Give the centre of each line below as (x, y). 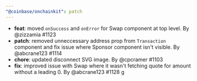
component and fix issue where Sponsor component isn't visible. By (97, 47)
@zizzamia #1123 (35, 34)
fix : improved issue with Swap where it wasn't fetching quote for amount (102, 66)
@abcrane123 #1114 (38, 53)
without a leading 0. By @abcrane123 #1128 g (69, 72)
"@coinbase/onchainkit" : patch (44, 11)
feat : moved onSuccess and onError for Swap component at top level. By (101, 28)
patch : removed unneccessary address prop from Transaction (90, 41)
